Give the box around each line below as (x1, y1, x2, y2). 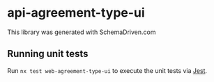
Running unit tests (7, 48, 89, 60)
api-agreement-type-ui (7, 5, 145, 21)
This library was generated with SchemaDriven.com (7, 28, 156, 36)
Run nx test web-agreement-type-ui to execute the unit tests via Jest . (7, 66, 208, 74)
